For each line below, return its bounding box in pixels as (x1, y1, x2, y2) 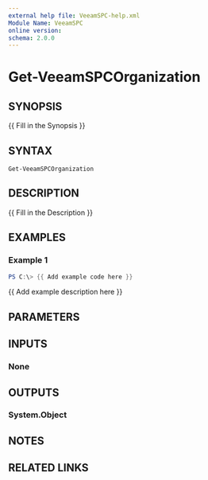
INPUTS (8, 338, 48, 351)
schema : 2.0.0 (8, 33, 56, 42)
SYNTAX (8, 144, 53, 158)
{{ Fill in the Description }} (8, 208, 94, 217)
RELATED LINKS (8, 461, 89, 474)
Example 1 (8, 255, 48, 266)
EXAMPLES (8, 231, 66, 244)
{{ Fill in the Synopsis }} (8, 121, 86, 131)
